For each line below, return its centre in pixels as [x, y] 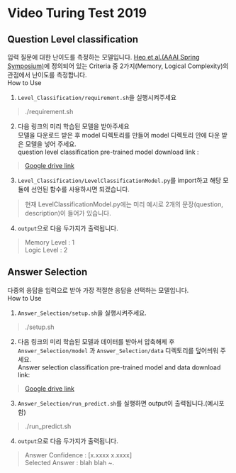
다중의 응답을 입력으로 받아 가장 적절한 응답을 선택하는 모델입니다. [98, 290]
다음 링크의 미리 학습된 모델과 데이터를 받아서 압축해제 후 [96, 341]
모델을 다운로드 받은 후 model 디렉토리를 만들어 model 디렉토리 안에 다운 [119, 135]
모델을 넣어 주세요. [51, 144]
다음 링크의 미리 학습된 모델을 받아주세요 [73, 126]
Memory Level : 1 [50, 242]
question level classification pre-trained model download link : [108, 152]
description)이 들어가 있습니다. [68, 213]
